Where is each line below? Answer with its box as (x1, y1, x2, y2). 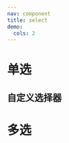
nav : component (7, 10, 51, 17)
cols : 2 (13, 29, 36, 37)
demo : (7, 23, 23, 30)
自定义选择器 (7, 91, 62, 103)
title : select (7, 17, 48, 24)
